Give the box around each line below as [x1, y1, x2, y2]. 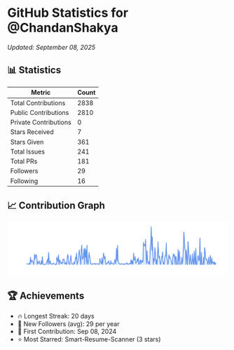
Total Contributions [10, 98, 66, 107]
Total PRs [10, 157, 38, 166]
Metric [31, 88, 51, 97]
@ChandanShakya [7, 20, 118, 36]
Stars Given [10, 137, 44, 146]
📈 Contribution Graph [7, 200, 105, 212]
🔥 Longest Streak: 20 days [17, 312, 95, 321]
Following [10, 177, 39, 185]
